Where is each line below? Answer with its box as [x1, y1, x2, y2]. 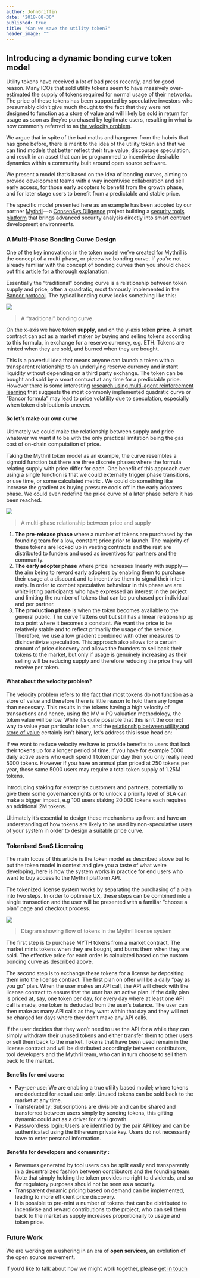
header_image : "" [6, 31, 49, 37]
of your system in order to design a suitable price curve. [6, 827, 144, 834]
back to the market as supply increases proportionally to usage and [14, 1212, 180, 1220]
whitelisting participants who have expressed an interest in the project [14, 588, 187, 595]
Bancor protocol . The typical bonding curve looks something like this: [6, 292, 177, 299]
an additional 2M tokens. [6, 802, 67, 809]
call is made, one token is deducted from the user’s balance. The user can [6, 1001, 187, 1008]
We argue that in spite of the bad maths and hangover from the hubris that [6, 134, 189, 141]
